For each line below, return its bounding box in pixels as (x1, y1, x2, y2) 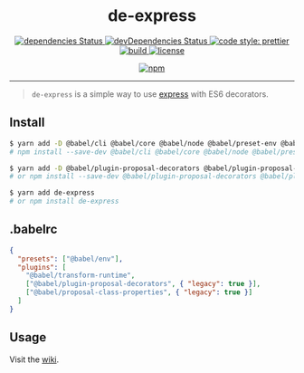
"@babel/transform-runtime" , (25, 271, 136, 281)
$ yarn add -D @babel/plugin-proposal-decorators (9, 164, 201, 173)
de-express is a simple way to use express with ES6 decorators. (31, 88, 269, 100)
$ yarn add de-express (9, 188, 95, 197)
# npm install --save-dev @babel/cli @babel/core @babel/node (9, 147, 249, 157)
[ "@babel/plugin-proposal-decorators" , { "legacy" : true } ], (25, 280, 261, 289)
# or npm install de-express (9, 196, 119, 206)
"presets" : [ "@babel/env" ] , (17, 254, 124, 263)
